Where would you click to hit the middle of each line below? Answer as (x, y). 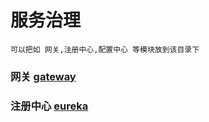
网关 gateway (43, 76)
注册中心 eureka (49, 106)
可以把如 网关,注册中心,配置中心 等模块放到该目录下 (105, 49)
